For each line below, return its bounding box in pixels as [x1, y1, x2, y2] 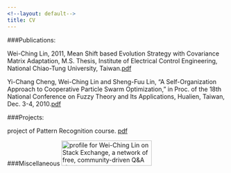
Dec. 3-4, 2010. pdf [7, 99, 61, 108]
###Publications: [7, 35, 56, 44]
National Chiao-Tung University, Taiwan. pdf [7, 64, 132, 72]
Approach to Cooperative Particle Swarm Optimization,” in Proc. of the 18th [7, 85, 222, 93]
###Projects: [7, 113, 44, 122]
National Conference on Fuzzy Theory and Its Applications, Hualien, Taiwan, [7, 92, 225, 101]
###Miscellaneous [7, 159, 60, 167]
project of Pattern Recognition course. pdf [7, 126, 128, 135]
